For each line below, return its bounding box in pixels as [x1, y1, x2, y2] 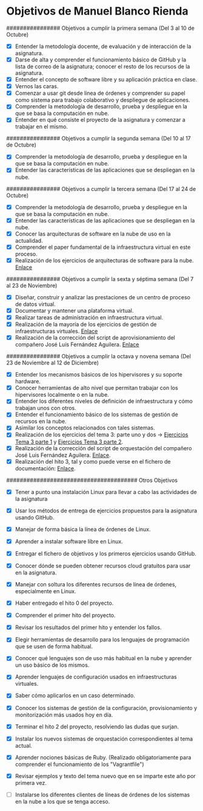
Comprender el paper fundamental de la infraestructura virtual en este [15, 243, 191, 251]
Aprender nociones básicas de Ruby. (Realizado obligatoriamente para [15, 753, 191, 761]
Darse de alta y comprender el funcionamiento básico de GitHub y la [15, 56, 187, 63]
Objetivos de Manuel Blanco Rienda [6, 4, 189, 18]
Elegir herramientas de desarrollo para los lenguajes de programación [15, 636, 190, 643]
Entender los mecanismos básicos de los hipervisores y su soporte [15, 371, 183, 378]
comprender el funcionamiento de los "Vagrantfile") [15, 761, 144, 768]
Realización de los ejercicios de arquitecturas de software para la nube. [15, 257, 194, 264]
